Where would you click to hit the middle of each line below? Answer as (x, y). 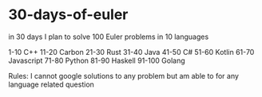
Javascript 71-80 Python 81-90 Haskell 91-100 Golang (97, 60)
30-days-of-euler (68, 15)
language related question (51, 84)
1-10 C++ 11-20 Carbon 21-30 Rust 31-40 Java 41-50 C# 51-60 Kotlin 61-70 (131, 52)
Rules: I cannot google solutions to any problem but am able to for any (124, 76)
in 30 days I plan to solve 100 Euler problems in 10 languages (109, 37)
